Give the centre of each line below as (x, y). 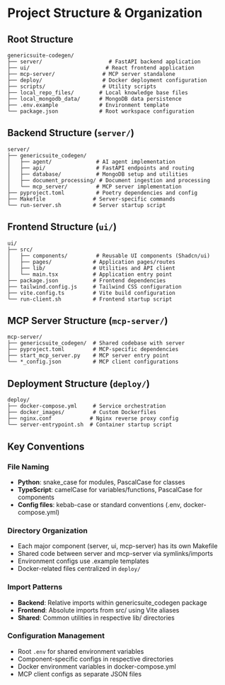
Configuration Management (56, 636)
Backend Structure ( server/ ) (71, 133)
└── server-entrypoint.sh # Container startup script (90, 425)
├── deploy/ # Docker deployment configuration (107, 80)
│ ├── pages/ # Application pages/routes (91, 262)
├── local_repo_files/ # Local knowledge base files (98, 93)
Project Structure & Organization (105, 13)
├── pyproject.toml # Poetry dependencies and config (103, 193)
